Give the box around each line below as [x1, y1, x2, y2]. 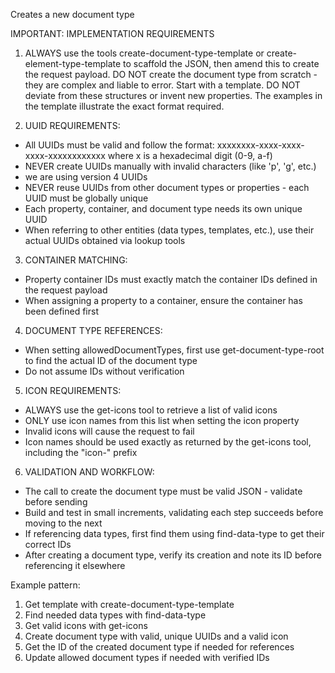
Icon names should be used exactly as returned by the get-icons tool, [24, 436, 312, 448]
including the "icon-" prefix [24, 447, 138, 458]
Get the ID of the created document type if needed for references [24, 641, 295, 653]
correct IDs [24, 539, 72, 550]
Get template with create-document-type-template [24, 599, 235, 610]
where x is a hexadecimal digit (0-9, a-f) [107, 150, 273, 161]
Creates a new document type [10, 9, 135, 20]
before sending [24, 496, 88, 508]
